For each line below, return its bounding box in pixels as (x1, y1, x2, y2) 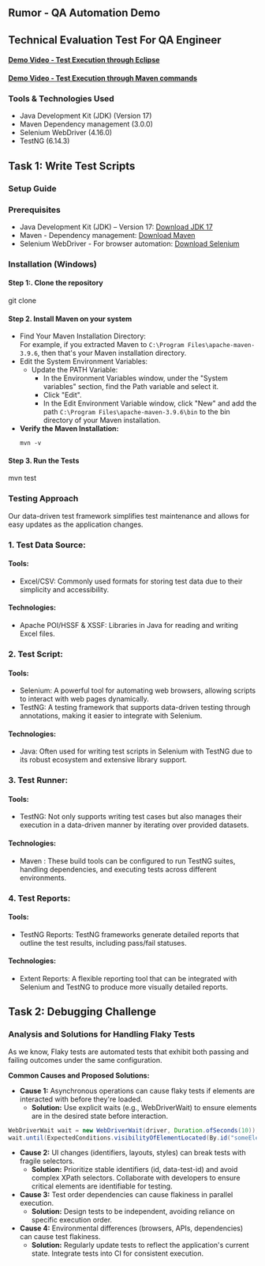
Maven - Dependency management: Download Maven (19, 230, 196, 240)
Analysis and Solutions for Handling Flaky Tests (8, 1029, 196, 1040)
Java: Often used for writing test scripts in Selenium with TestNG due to (19, 746, 252, 756)
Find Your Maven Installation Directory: (19, 331, 146, 341)
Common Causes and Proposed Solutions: (8, 1071, 150, 1080)
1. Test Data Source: (8, 539, 87, 550)
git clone (8, 296, 37, 305)
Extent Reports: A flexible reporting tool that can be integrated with (19, 974, 237, 984)
